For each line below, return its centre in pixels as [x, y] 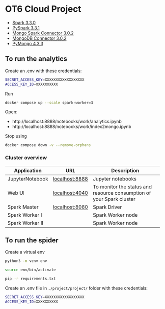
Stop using [16, 136]
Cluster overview [26, 158]
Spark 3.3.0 [24, 23]
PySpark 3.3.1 [26, 27]
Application [28, 170]
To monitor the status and [122, 186]
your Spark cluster [114, 199]
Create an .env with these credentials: [43, 71]
